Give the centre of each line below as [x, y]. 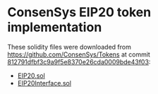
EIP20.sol [31, 76]
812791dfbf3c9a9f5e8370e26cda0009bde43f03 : [79, 61]
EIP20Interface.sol [44, 83]
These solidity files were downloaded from [69, 47]
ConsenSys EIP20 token [79, 12]
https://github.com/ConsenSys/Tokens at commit [79, 54]
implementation [55, 27]
